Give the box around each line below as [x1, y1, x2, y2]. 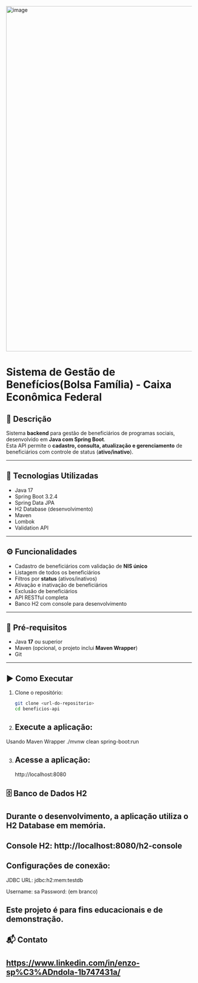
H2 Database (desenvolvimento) [14, 505, 93, 512]
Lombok [14, 518, 35, 525]
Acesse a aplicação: [14, 755, 91, 765]
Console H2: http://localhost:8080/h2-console [6, 840, 183, 851]
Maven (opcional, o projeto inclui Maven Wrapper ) [14, 645, 138, 652]
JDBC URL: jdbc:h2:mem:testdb [6, 876, 84, 883]
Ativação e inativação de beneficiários [14, 581, 108, 589]
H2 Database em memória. [6, 821, 106, 831]
